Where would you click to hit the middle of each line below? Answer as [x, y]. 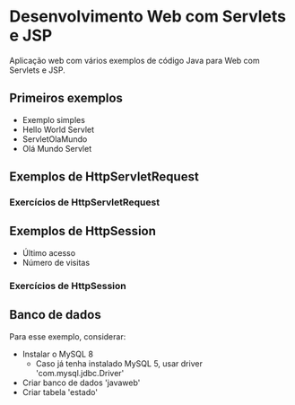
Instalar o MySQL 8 [58, 354]
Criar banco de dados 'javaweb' [81, 383]
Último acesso [49, 252]
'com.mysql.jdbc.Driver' [80, 373]
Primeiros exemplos [66, 98]
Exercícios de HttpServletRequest [84, 202]
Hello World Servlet [58, 129]
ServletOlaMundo [55, 139]
